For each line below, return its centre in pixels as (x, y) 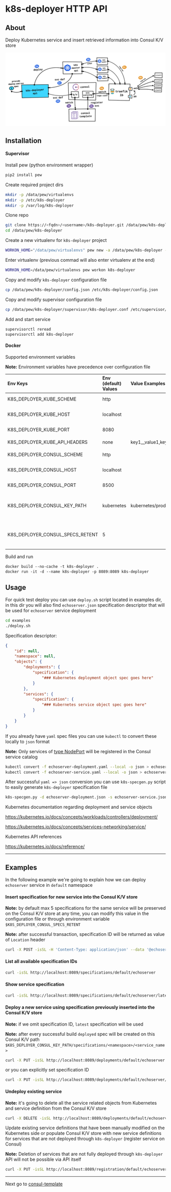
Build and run (19, 557)
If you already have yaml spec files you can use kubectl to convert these (81, 736)
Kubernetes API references (34, 837)
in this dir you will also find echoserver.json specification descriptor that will (85, 605)
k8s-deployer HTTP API (56, 9)
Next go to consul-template (34, 1184)
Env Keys (18, 384)
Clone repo (17, 215)
